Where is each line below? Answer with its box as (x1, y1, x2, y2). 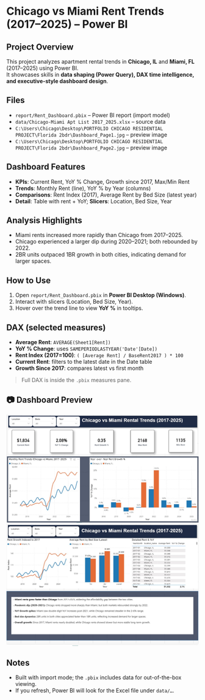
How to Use (6, 275, 51, 285)
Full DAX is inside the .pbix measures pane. (21, 377, 132, 384)
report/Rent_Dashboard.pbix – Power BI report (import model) (15, 111, 171, 119)
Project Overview (6, 42, 74, 52)
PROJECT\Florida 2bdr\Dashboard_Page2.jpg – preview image (15, 144, 168, 151)
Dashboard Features (6, 162, 85, 172)
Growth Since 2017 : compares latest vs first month (15, 364, 144, 372)
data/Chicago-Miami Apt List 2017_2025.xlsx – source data (15, 118, 166, 125)
